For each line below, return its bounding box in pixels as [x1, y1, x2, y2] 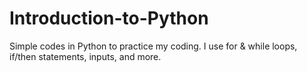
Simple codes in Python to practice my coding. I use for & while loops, [9, 40, 298, 52]
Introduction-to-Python [9, 7, 209, 30]
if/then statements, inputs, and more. [9, 50, 162, 62]
